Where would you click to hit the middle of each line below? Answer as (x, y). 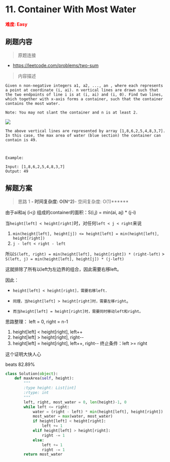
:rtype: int (37, 393)
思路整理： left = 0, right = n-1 (37, 321)
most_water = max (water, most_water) (73, 417)
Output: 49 (17, 171)
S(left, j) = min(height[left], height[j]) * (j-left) (65, 259)
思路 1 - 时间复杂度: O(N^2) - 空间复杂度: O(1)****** (73, 201)
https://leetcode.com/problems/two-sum (55, 65)
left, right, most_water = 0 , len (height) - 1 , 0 (75, 402)
